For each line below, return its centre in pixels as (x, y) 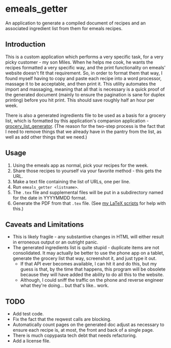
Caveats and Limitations (45, 224)
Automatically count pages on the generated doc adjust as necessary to (88, 325)
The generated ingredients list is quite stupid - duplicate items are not (86, 248)
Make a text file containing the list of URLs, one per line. (71, 181)
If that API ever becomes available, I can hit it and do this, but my (89, 264)
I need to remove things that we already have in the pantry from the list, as (83, 131)
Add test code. (28, 314)
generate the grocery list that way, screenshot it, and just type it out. (84, 258)
